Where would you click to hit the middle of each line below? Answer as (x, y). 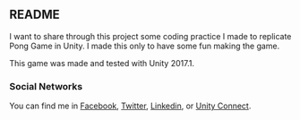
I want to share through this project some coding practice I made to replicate (150, 36)
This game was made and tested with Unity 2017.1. (102, 63)
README (34, 15)
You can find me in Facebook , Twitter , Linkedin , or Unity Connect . (130, 106)
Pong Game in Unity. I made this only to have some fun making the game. (145, 46)
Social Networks (46, 86)
